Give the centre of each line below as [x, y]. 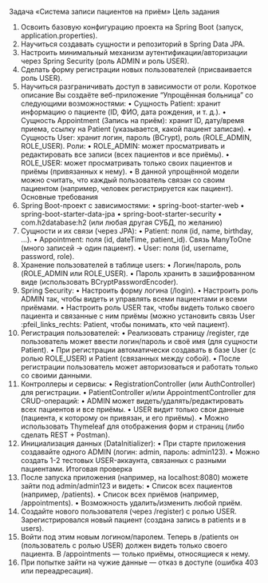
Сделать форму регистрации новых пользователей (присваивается [136, 70]
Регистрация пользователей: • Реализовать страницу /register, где [135, 333]
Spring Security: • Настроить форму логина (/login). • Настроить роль [139, 290]
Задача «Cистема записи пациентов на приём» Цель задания [114, 12]
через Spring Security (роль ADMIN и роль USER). [105, 61]
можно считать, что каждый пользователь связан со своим [123, 180]
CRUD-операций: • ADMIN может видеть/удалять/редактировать [132, 401]
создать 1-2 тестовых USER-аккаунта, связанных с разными [123, 460]
